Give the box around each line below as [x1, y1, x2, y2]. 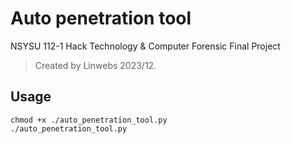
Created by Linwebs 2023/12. [34, 59, 157, 71]
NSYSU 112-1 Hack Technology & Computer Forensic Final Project [10, 40, 281, 52]
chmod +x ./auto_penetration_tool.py [10, 115, 168, 125]
